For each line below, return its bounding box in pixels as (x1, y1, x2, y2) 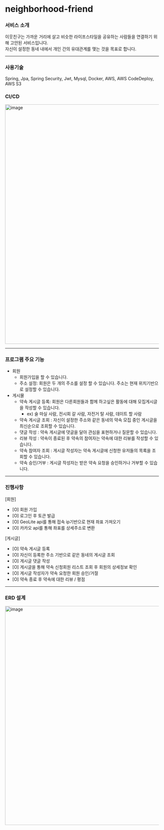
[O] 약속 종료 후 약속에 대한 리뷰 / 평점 (12, 576, 85, 582)
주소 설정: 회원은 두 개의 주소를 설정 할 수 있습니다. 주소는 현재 (19, 380, 138, 386)
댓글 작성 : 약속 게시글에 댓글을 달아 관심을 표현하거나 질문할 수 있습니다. (19, 429, 158, 435)
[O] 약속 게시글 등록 (12, 546, 50, 552)
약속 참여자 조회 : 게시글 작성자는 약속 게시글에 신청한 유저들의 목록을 (19, 448, 151, 454)
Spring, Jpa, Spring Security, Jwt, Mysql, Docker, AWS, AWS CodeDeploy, (5, 75, 154, 81)
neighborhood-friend (5, 3, 94, 15)
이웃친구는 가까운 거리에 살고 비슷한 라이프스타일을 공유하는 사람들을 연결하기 (5, 34, 153, 40)
